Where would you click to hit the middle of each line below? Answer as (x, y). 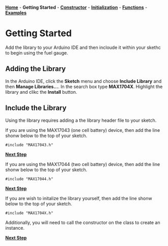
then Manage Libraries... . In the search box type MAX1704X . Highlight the (84, 87)
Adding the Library (36, 69)
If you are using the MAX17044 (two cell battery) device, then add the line (83, 164)
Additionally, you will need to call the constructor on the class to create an (83, 222)
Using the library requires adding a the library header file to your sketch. (81, 120)
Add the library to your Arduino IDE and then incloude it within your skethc (83, 47)
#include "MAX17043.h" (29, 145)
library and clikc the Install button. (41, 92)
